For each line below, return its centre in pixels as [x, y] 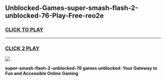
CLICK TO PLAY [24, 30]
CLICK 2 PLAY [22, 48]
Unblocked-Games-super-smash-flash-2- [72, 8]
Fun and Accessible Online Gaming [42, 73]
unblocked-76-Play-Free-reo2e [55, 16]
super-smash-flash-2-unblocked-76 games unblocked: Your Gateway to [81, 68]
